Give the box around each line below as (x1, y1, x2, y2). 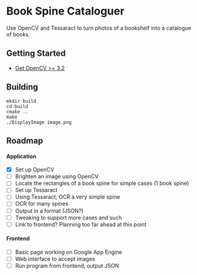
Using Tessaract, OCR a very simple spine (15, 193, 120, 200)
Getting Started (6, 48, 66, 59)
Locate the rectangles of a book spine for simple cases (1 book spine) (15, 180, 189, 187)
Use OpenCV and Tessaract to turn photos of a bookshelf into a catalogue (6, 24, 192, 31)
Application (6, 153, 36, 160)
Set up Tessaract (15, 187, 58, 194)
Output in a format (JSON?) (15, 207, 84, 214)
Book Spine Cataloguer (6, 4, 125, 18)
